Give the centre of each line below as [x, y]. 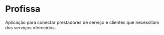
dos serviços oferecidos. [31, 27]
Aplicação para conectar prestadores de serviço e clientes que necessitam [82, 22]
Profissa [23, 9]
